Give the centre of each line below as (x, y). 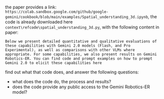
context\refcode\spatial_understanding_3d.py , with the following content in (82, 27)
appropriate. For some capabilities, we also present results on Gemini (81, 54)
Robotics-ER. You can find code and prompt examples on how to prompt (79, 59)
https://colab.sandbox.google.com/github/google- (57, 12)
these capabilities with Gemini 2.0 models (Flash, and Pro (68, 46)
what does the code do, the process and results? (62, 82)
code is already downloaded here (39, 22)
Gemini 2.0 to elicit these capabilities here (54, 63)
